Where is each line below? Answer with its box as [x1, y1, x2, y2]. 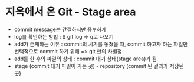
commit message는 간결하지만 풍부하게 [14, 26, 107, 33]
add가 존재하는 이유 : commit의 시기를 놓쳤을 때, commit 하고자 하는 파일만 [14, 40, 188, 47]
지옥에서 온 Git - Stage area [5, 5, 136, 19]
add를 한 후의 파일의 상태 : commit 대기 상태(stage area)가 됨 [14, 55, 157, 62]
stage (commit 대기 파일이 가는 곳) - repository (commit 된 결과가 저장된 [14, 62, 184, 69]
